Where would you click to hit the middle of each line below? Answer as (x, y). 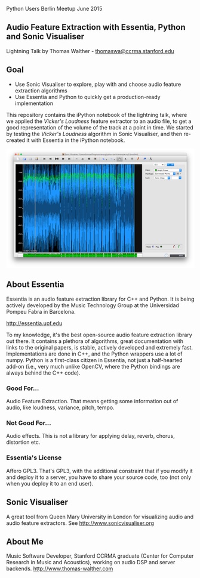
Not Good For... (29, 423)
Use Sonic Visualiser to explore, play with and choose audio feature (98, 84)
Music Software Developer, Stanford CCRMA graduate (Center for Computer (100, 556)
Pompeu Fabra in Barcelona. (41, 311)
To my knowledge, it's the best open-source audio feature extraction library (99, 335)
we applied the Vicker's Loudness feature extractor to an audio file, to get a (99, 121)
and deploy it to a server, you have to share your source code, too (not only (99, 477)
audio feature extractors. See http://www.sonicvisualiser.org (80, 523)
